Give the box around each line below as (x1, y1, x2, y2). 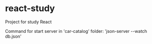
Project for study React (5, 19, 52, 25)
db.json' (5, 33, 22, 39)
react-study (5, 3, 55, 14)
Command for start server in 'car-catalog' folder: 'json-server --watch (5, 28, 148, 34)
